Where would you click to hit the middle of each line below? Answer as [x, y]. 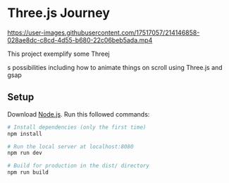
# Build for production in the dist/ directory [79, 166]
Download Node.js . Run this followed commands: [79, 114]
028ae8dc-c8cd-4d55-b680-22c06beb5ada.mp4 [80, 40]
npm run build [28, 172]
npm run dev [25, 153]
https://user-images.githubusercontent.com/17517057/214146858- [104, 33]
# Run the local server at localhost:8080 [70, 146]
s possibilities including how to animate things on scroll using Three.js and [115, 67]
